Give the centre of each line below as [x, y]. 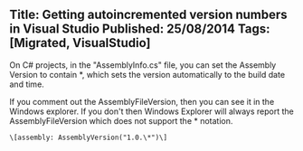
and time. [27, 84]
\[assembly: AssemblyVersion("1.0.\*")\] [89, 137]
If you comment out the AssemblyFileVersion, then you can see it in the [142, 101]
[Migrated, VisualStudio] [80, 43]
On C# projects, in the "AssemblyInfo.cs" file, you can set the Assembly [143, 65]
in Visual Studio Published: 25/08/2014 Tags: [140, 29]
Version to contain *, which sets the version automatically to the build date [147, 74]
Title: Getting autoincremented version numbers [148, 15]
